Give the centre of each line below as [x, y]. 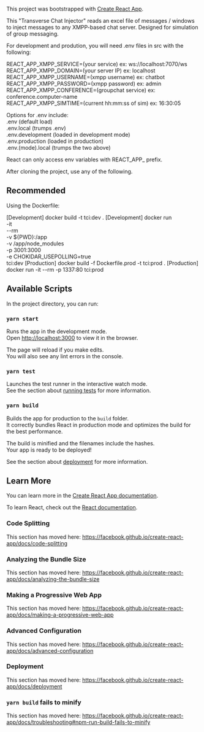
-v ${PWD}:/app [27, 237]
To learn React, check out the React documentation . [72, 507]
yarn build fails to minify [44, 702]
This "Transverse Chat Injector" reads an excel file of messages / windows [100, 21]
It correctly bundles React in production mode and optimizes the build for [99, 425]
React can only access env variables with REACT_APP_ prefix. [85, 160]
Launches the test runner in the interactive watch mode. [77, 384]
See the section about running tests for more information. [79, 391]
